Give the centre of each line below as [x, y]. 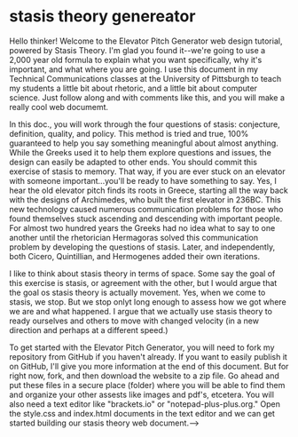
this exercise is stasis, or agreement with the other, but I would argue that [143, 282]
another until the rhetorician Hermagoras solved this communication [134, 237]
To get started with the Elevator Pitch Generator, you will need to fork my [142, 347]
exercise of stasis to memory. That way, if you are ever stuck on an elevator [147, 171]
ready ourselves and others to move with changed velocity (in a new [134, 321]
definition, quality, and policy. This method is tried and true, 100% [129, 133]
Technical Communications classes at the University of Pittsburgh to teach [145, 78]
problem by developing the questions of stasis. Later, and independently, [142, 247]
